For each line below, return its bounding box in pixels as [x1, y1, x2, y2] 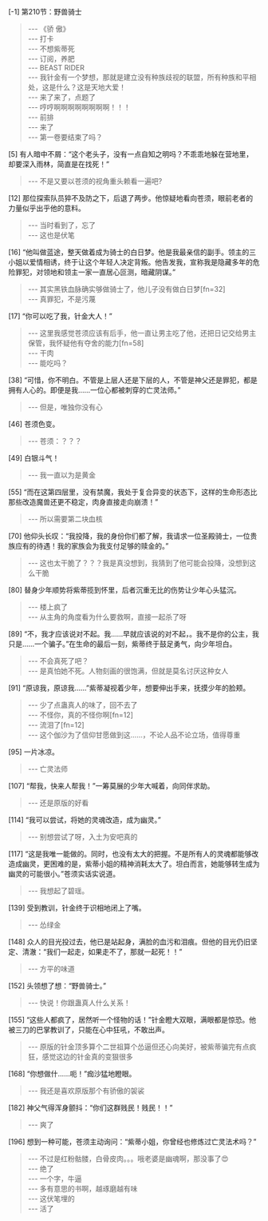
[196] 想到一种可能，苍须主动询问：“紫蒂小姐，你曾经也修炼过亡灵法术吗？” [8, 1137, 257, 1146]
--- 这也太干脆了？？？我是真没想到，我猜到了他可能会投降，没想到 [27, 558, 250, 568]
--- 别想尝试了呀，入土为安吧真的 [27, 832, 138, 841]
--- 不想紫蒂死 [27, 44, 76, 54]
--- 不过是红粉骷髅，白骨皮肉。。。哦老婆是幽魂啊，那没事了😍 [27, 1154, 229, 1163]
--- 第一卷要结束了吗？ [27, 133, 104, 142]
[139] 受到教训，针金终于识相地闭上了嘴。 [8, 903, 146, 912]
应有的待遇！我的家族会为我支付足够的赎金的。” [14, 541, 169, 550]
